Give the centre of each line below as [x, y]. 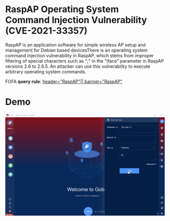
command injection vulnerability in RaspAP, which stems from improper [80, 55]
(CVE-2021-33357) [46, 31]
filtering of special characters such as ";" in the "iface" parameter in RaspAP [85, 61]
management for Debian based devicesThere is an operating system [76, 50]
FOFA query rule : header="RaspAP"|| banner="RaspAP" [64, 81]
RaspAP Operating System [62, 9]
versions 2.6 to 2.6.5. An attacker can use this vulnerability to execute [78, 66]
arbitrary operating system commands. [46, 71]
